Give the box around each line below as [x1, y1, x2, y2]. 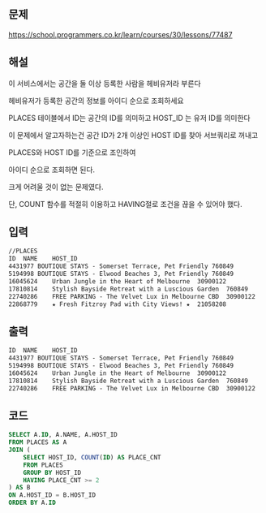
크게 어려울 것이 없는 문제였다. [8, 182, 104, 192]
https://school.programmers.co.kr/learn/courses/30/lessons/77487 [8, 29, 233, 39]
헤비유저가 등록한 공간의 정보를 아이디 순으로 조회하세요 [8, 96, 184, 106]
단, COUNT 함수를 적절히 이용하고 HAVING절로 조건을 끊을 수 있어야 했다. [8, 199, 243, 209]
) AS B [8, 484, 31, 492]
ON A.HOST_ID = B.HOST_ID [8, 491, 96, 499]
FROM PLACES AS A [8, 438, 67, 446]
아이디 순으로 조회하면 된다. [8, 165, 96, 175]
